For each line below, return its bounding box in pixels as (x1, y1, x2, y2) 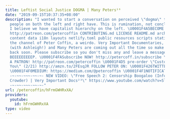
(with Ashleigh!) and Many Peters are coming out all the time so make (10, 45, 164, 50)
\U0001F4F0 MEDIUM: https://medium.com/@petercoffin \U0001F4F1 (10, 69, 146, 74)
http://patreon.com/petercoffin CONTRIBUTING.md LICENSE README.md (10, 31, 155, 36)
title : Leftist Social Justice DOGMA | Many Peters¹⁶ (5, 7, 121, 13)
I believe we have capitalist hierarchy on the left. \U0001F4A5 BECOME (10, 26, 164, 31)
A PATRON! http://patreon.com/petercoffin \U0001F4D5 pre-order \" (10, 59, 155, 64)
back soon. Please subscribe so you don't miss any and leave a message (10, 50, 166, 55)
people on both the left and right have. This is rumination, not (10, 21, 153, 27)
